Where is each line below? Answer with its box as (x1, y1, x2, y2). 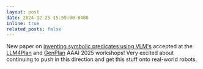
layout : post (6, 9, 40, 15)
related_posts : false (6, 26, 62, 32)
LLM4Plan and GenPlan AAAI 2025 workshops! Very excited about (6, 49, 174, 57)
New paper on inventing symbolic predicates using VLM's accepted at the (6, 43, 193, 50)
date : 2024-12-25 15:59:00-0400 (6, 15, 89, 21)
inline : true (6, 20, 40, 26)
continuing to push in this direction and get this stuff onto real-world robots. (6, 56, 197, 63)
